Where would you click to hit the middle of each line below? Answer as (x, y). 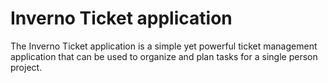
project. (26, 67)
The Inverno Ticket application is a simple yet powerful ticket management (164, 46)
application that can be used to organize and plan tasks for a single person (164, 56)
